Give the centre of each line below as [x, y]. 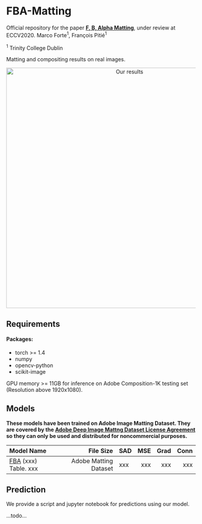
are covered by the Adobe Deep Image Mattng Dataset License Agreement [101, 429]
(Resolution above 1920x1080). [44, 389]
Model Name [28, 451]
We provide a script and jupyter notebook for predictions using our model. [98, 504]
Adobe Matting [92, 461]
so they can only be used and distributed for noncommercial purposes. [97, 436]
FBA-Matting [39, 11]
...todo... [17, 516]
